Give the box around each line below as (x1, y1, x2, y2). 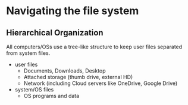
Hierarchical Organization (6, 28, 104, 38)
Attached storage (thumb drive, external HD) (23, 74, 133, 80)
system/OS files (14, 86, 54, 93)
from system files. (6, 50, 51, 57)
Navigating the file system (6, 4, 139, 18)
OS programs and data (23, 93, 80, 99)
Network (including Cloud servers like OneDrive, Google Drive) (23, 80, 178, 87)
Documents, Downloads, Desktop (23, 67, 106, 74)
